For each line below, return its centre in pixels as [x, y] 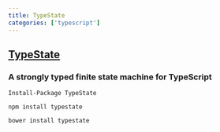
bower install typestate [49, 121]
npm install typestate [45, 107]
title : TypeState [37, 15]
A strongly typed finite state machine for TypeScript [110, 77]
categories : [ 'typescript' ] [54, 23]
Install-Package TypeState [52, 93]
